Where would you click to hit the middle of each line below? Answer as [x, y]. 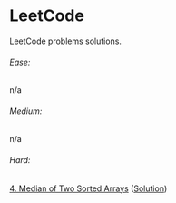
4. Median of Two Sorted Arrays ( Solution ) [88, 188]
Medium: [26, 111]
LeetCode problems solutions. [66, 41]
